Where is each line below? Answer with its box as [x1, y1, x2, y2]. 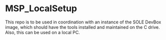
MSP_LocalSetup [5, 3, 77, 14]
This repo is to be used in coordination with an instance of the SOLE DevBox [5, 19, 162, 25]
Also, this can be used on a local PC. [5, 29, 81, 35]
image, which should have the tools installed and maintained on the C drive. [5, 24, 160, 30]
